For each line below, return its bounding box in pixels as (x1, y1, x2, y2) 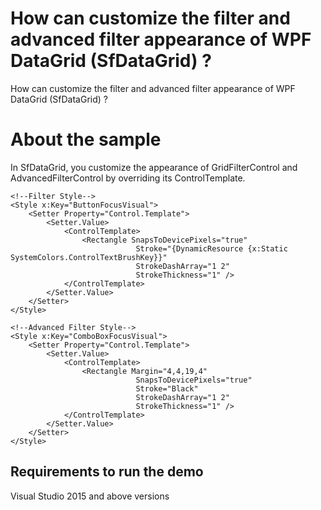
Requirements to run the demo (10, 463, 204, 481)
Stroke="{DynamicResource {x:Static (135, 243, 288, 254)
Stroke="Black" (135, 383, 199, 394)
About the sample (10, 128, 162, 151)
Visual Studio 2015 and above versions (10, 490, 170, 502)
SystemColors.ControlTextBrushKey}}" (10, 252, 168, 262)
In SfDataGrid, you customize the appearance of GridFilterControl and (10, 161, 298, 173)
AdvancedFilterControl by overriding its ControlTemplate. (10, 172, 246, 184)
